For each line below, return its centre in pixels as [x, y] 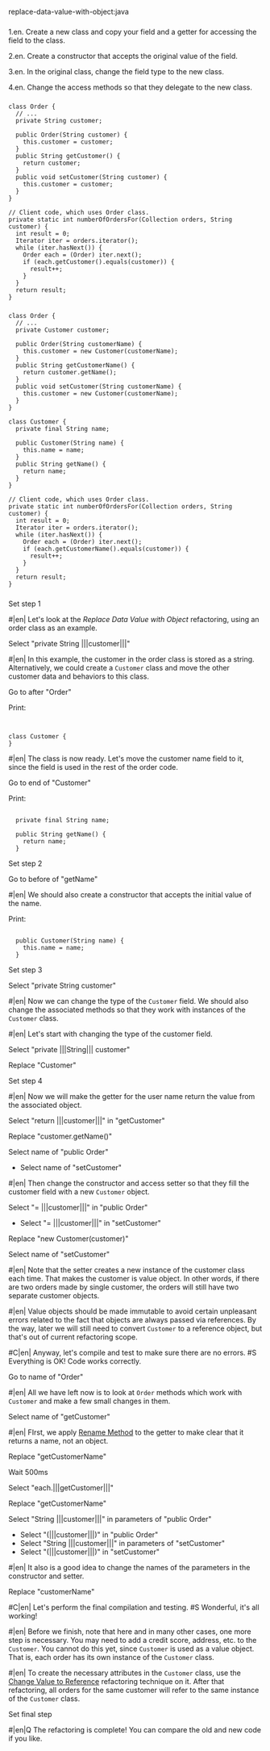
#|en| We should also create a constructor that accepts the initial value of [130, 894]
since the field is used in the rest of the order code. [93, 767]
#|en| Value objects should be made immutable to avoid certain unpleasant [133, 1311]
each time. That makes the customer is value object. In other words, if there [134, 1278]
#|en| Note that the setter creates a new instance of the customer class [127, 1269]
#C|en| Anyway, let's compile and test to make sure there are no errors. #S [133, 1352]
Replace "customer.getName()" [60, 1136]
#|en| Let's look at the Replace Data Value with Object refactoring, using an [134, 619]
